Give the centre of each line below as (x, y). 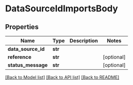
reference (19, 57)
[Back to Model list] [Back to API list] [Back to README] (62, 77)
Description (84, 41)
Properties (22, 27)
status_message (28, 65)
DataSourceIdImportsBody (62, 9)
